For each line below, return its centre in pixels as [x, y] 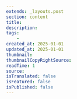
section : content [27, 17]
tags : [13, 33]
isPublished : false [30, 87]
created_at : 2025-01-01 [35, 44]
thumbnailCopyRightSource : [39, 60]
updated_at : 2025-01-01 [35, 49]
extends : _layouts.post [35, 11]
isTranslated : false [31, 76]
